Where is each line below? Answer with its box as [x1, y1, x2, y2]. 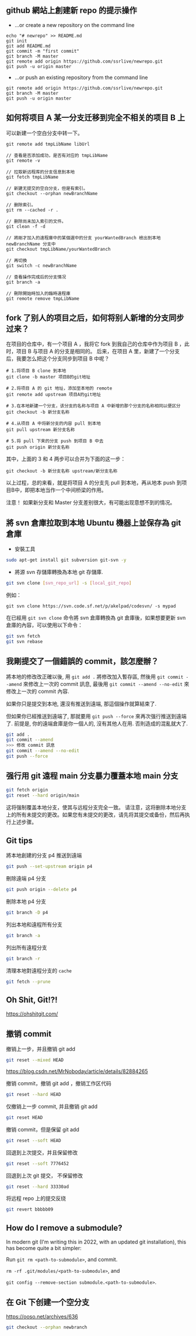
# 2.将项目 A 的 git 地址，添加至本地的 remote [6, 385, 113, 391]
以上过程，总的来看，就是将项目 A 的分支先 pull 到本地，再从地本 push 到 [6, 479, 182, 486]
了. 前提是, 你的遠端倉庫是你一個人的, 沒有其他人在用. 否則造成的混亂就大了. [6, 720, 188, 727]
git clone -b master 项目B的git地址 [6, 374, 91, 380]
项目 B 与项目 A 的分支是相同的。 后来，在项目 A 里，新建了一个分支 [16, 348, 180, 355]
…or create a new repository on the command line [14, 21, 135, 28]
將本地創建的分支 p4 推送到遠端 [6, 852, 82, 859]
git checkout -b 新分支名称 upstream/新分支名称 [6, 468, 118, 474]
